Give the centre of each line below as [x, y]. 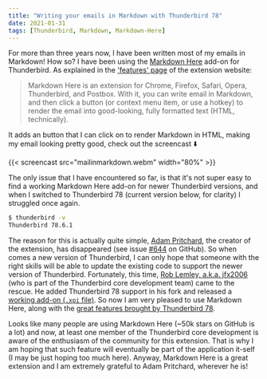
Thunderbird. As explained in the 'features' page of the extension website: [130, 70]
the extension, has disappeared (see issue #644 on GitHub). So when [123, 249]
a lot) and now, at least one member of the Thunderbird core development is [133, 333]
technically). [48, 120]
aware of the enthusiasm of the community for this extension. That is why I [131, 341]
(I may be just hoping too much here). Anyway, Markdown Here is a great [128, 358]
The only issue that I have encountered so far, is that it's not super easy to [130, 178]
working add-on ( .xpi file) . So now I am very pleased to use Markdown [125, 300]
